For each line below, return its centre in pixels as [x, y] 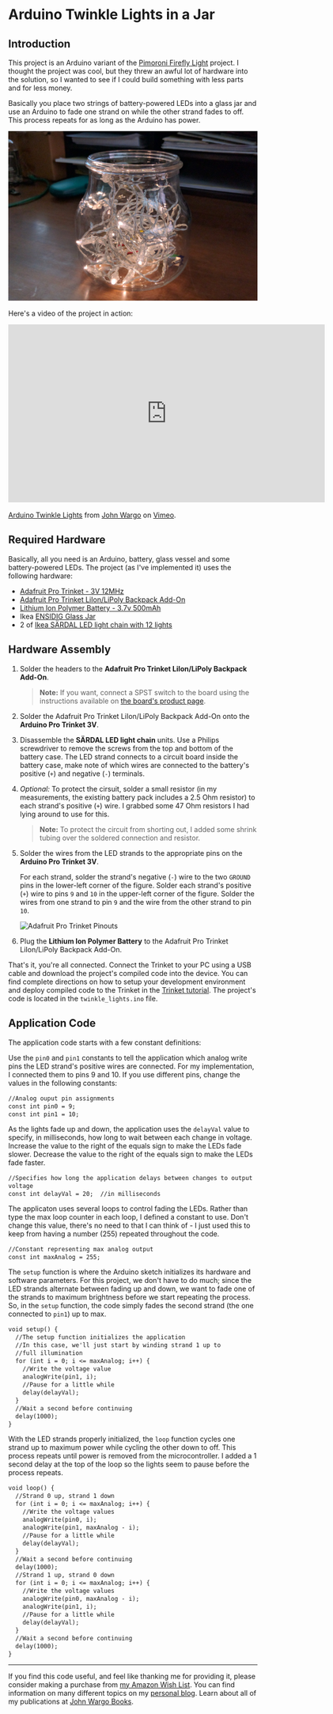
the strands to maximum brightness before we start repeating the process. [129, 1297]
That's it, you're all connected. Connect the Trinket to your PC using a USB [130, 965]
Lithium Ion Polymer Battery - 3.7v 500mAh [90, 607]
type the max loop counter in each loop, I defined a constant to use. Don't [129, 1216]
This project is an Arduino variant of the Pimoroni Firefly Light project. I [123, 62]
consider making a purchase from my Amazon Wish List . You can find [122, 1684]
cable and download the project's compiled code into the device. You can [128, 973]
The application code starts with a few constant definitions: [105, 1042]
